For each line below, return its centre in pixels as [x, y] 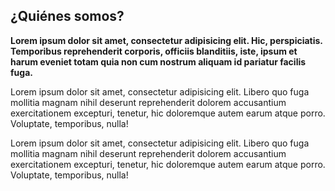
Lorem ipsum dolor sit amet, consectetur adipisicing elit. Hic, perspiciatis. [166, 40]
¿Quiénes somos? [67, 16]
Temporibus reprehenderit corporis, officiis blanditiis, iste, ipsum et [154, 51]
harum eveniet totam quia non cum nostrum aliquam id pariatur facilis [158, 61]
